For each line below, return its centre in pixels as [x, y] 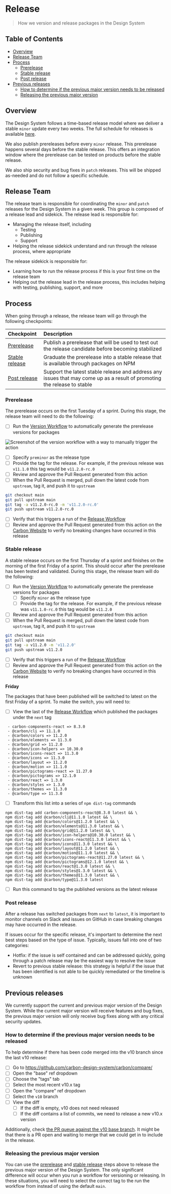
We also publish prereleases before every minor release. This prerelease [81, 144]
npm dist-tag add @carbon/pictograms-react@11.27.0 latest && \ [75, 857]
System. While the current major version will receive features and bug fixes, [85, 1010]
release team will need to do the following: [50, 416]
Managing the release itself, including [52, 225]
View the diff [26, 1102]
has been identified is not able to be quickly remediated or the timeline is [89, 972]
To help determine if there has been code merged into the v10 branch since [84, 1052]
